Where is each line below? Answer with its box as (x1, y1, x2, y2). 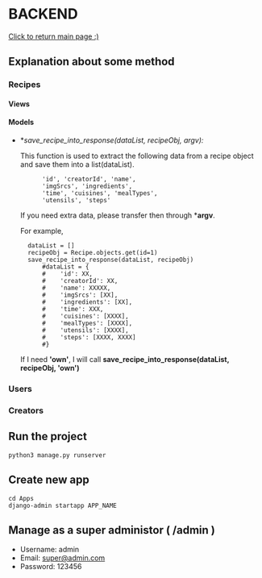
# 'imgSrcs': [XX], (41, 291, 119, 299)
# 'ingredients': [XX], (41, 298, 133, 306)
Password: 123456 (19, 562, 82, 572)
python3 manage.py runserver (8, 451, 106, 459)
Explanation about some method (8, 55, 175, 69)
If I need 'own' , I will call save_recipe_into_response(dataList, (19, 355, 230, 364)
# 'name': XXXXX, (41, 284, 111, 293)
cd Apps (8, 494, 35, 502)
